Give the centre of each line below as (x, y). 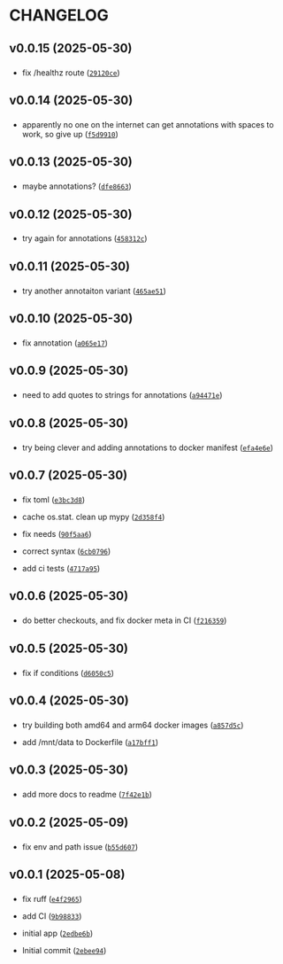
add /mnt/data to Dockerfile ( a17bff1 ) (90, 742)
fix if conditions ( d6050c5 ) (68, 672)
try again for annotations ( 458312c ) (84, 238)
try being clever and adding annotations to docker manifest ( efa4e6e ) (148, 447)
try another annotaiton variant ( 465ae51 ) (94, 291)
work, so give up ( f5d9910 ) (70, 134)
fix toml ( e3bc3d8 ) (54, 500)
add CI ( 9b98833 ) (52, 916)
